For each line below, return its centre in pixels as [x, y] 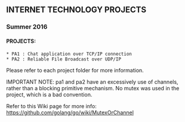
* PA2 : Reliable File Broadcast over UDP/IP [64, 59]
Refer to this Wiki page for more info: [51, 106]
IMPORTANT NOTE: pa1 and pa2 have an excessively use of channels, [92, 82]
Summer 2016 [27, 27]
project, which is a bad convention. [49, 94]
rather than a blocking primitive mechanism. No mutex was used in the [93, 88]
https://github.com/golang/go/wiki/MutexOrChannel [70, 112]
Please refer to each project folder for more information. [75, 70]
